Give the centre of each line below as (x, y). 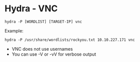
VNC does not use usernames (42, 49)
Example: (14, 31)
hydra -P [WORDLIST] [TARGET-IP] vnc (43, 22)
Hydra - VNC (31, 9)
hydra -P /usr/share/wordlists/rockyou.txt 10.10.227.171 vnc (70, 40)
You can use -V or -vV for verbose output (54, 54)
